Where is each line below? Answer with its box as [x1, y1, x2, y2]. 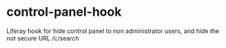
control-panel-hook [6, 4, 122, 20]
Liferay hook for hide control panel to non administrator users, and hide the [6, 27, 220, 35]
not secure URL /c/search [6, 34, 80, 42]
